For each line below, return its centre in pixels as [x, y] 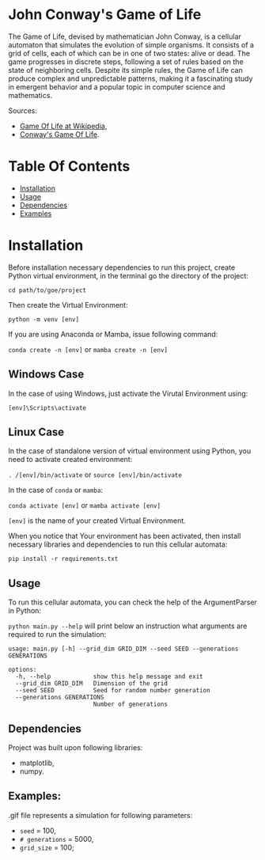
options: [23, 670]
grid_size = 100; [47, 847]
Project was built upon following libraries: [76, 748]
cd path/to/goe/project [47, 290]
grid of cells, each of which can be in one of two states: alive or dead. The [129, 53]
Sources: [23, 110]
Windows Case [46, 375]
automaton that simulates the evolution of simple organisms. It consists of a [131, 44]
